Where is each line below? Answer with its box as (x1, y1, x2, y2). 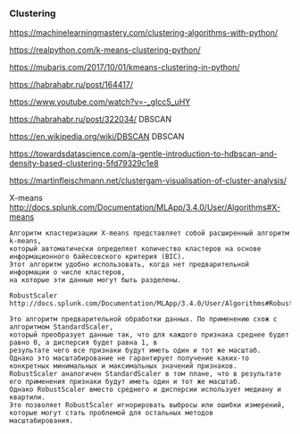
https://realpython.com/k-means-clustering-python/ (9, 45, 201, 55)
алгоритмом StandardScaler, (9, 322, 114, 332)
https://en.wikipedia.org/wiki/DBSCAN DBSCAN (9, 131, 185, 142)
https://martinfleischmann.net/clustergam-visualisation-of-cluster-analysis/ (9, 175, 287, 186)
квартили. (9, 393, 46, 402)
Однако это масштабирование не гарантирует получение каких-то (9, 354, 250, 363)
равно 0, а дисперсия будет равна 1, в (9, 338, 158, 347)
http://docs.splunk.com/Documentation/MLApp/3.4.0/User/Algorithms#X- (9, 202, 281, 213)
